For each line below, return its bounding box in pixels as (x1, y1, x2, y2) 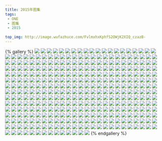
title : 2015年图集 (5, 7, 41, 12)
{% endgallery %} (90, 130, 127, 136)
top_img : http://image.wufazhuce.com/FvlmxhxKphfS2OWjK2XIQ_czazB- (5, 35, 146, 40)
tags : (5, 12, 16, 17)
